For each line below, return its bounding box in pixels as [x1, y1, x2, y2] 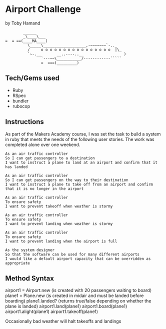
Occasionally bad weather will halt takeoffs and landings [5, 318, 121, 324]
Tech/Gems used [5, 74, 60, 82]
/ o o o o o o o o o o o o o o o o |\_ [27, 47, 122, 52]
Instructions [5, 117, 44, 126]
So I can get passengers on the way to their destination [5, 177, 128, 182]
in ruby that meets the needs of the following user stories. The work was [5, 136, 154, 142]
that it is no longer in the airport [5, 186, 84, 191]
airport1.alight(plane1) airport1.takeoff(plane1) [5, 308, 98, 314]
